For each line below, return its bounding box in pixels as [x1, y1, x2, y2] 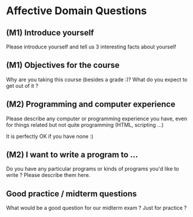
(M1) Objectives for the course [6, 60, 119, 70]
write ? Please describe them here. [6, 172, 91, 179]
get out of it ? [6, 82, 39, 89]
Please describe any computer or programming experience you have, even [6, 115, 188, 122]
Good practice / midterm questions [6, 189, 137, 199]
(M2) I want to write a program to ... [6, 150, 138, 160]
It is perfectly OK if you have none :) [6, 133, 94, 140]
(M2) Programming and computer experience [6, 99, 175, 110]
